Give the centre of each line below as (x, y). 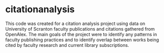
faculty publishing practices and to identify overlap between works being (82, 40)
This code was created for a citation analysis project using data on (75, 23)
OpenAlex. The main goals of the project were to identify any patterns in (81, 34)
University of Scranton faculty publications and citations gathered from (80, 29)
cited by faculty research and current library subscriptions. (67, 45)
